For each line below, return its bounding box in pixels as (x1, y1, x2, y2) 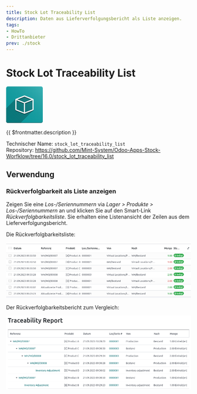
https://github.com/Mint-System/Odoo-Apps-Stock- (35, 146, 161, 153)
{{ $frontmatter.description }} (6, 129, 77, 136)
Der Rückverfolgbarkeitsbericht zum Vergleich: (6, 304, 120, 311)
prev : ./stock (6, 41, 41, 46)
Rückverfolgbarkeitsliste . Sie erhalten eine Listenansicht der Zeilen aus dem (6, 213, 189, 220)
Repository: (6, 146, 34, 153)
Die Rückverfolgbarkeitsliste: (6, 231, 76, 238)
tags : (6, 22, 19, 28)
